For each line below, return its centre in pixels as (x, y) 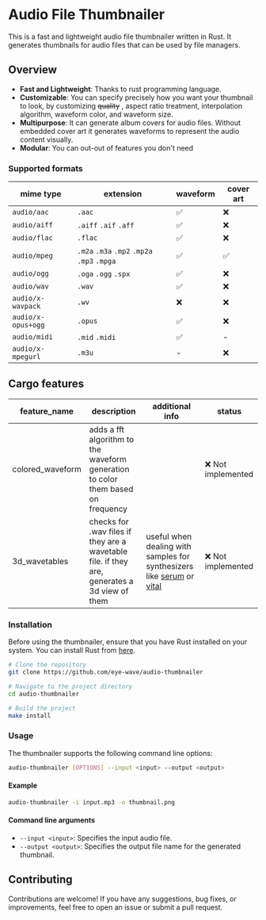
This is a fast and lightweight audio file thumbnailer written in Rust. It (120, 36)
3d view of (109, 590)
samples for (168, 556)
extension (123, 194)
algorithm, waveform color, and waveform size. (97, 114)
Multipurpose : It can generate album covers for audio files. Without (130, 122)
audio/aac (30, 212)
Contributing (40, 880)
